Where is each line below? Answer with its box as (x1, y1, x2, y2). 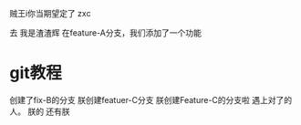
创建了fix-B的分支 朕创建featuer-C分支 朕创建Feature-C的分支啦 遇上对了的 (9, 94, 293, 105)
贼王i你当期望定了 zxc (9, 8, 91, 18)
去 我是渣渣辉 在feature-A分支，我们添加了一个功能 (9, 27, 202, 38)
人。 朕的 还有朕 (9, 106, 70, 117)
